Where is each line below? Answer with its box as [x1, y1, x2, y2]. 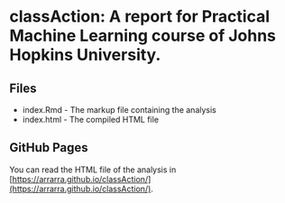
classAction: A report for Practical [9, 6, 271, 27]
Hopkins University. [9, 45, 161, 65]
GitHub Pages [9, 140, 88, 155]
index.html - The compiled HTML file [22, 115, 160, 125]
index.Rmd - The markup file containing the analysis [22, 105, 216, 115]
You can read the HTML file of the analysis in [9, 164, 177, 175]
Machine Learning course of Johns [9, 25, 277, 46]
